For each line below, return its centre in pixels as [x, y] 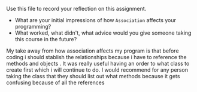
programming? [33, 27]
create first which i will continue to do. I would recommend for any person [97, 70]
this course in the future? [46, 39]
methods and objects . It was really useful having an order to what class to [98, 63]
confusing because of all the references [55, 82]
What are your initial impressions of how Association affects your [96, 20]
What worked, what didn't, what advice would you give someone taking [103, 33]
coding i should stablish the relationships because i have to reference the [96, 57]
